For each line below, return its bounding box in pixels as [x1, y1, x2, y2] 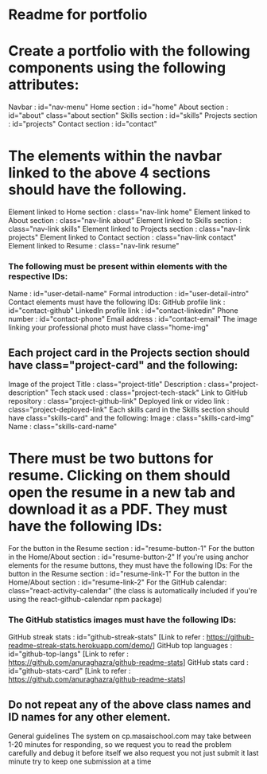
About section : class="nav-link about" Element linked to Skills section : [8, 216, 242, 225]
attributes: [8, 76, 79, 94]
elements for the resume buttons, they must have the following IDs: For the [8, 561, 253, 570]
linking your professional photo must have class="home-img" [8, 322, 209, 332]
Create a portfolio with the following [8, 42, 250, 61]
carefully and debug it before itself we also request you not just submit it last [8, 749, 259, 758]
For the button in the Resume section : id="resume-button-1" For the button [8, 544, 255, 553]
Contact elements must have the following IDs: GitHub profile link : [8, 297, 226, 307]
